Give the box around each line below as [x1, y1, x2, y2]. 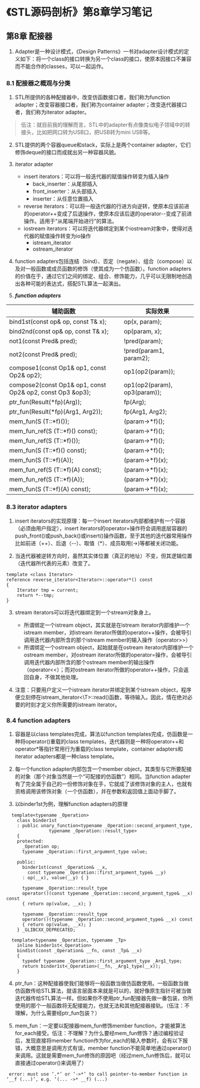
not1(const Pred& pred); [9, 337, 77, 345]
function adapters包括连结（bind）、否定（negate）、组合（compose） [14, 258, 187, 265]
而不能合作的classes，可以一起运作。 [14, 63, 107, 70]
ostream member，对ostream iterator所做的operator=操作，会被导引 [23, 651, 192, 658]
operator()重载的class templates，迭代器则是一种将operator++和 [25, 737, 185, 745]
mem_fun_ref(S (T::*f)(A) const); [9, 465, 102, 474]
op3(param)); [124, 388, 162, 396]
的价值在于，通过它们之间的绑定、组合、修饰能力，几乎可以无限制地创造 [14, 273, 192, 280]
